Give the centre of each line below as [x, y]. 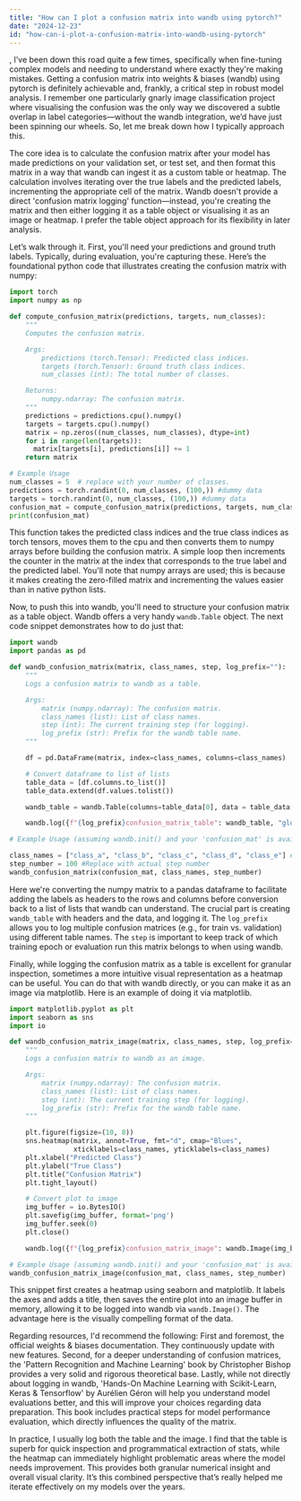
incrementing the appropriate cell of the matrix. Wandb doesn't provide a [144, 192]
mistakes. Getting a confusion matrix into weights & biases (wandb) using [145, 79]
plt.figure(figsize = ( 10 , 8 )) [80, 1133]
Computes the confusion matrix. [86, 333]
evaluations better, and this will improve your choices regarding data [135, 1403]
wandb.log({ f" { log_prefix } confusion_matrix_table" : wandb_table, [150, 823]
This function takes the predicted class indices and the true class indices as [149, 532]
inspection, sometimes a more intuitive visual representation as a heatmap [146, 973]
